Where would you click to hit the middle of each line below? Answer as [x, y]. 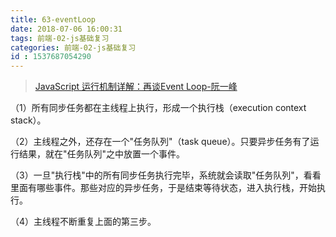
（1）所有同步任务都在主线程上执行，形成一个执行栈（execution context [158, 108]
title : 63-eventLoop [53, 19]
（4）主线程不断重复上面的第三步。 [83, 222]
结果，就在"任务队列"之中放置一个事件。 [102, 154]
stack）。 [28, 120]
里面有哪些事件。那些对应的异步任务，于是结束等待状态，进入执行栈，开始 [163, 188]
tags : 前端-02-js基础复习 [60, 38]
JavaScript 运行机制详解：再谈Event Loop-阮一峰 [136, 87]
